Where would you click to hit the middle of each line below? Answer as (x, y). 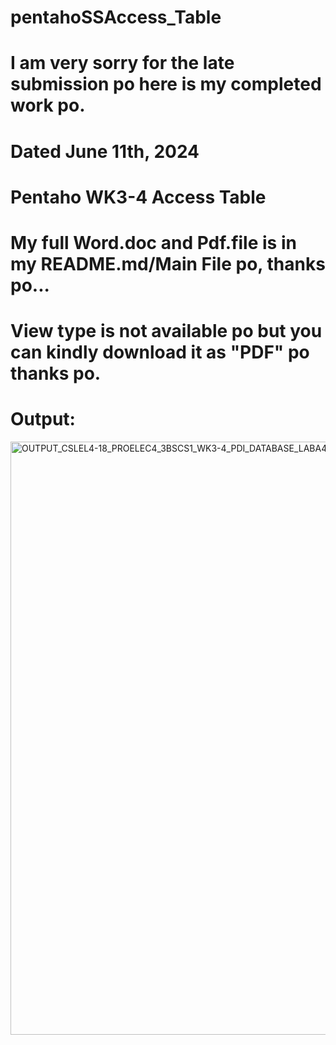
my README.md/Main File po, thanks (168, 263)
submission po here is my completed (166, 84)
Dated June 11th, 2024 (105, 151)
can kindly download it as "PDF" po (160, 352)
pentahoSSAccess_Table (116, 17)
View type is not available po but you (166, 331)
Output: (43, 419)
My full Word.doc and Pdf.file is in (153, 242)
